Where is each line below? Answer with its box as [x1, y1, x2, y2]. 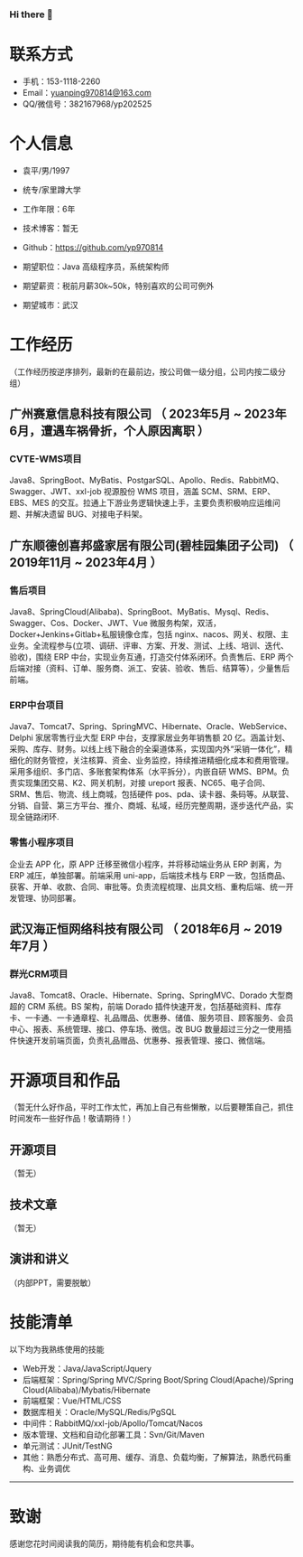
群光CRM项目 [9, 968, 69, 980]
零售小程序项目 [9, 836, 75, 849]
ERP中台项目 [9, 699, 65, 712]
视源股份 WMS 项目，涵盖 [103, 486, 200, 497]
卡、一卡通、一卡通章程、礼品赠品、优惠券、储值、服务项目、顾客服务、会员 [9, 1012, 294, 1024]
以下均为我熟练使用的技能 [9, 1344, 105, 1355]
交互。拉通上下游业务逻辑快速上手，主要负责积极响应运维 [59, 497, 273, 509]
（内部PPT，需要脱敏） [9, 1277, 96, 1288]
